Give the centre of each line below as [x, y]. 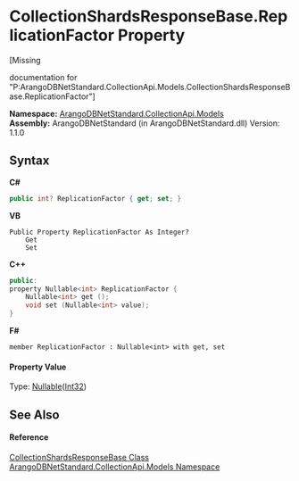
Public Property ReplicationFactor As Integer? [100, 232]
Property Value [38, 367]
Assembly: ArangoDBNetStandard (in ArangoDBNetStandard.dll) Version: [145, 123]
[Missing [25, 60]
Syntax [29, 161]
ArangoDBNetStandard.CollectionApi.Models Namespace [115, 467]
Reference [29, 437]
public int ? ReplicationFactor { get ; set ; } [95, 198]
